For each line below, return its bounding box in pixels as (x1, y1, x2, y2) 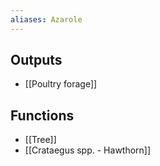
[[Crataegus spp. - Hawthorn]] (24, 144, 152, 156)
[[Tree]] (24, 134, 57, 146)
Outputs (10, 52, 63, 69)
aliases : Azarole (10, 14, 83, 25)
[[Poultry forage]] (24, 78, 98, 90)
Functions (10, 107, 75, 124)
